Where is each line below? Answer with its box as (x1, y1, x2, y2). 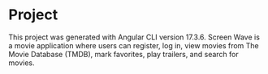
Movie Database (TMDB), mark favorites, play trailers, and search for (8, 49, 239, 59)
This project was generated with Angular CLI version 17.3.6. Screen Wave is (8, 32, 260, 42)
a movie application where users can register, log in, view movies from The (8, 40, 260, 50)
